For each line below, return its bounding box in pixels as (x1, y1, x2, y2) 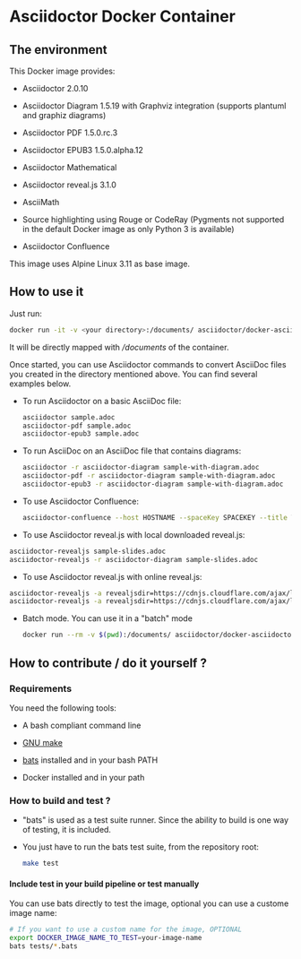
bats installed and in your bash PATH (21, 755, 159, 765)
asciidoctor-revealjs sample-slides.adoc (9, 547, 167, 556)
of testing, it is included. (21, 825, 112, 835)
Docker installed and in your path (21, 772, 145, 782)
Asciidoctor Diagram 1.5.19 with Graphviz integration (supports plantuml (21, 100, 287, 111)
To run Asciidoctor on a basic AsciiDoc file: (21, 395, 182, 406)
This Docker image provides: (9, 65, 116, 76)
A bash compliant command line (21, 720, 142, 730)
